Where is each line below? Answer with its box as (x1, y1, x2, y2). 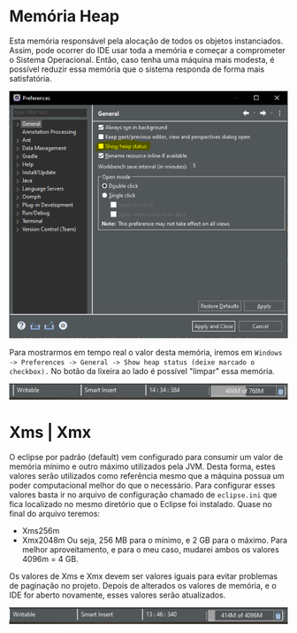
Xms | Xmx (9, 422, 92, 442)
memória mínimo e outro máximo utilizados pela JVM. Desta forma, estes (9, 461, 276, 472)
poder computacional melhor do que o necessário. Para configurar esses (9, 480, 276, 490)
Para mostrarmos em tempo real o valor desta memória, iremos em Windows (9, 347, 283, 357)
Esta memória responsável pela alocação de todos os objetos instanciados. (9, 35, 284, 46)
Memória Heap (9, 6, 120, 27)
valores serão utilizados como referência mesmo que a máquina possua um (9, 470, 285, 481)
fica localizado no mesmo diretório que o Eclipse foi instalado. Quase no (9, 498, 272, 509)
